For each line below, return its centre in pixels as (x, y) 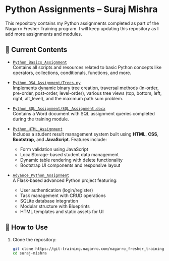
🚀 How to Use (26, 227)
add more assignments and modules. (44, 34)
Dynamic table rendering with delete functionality (71, 160)
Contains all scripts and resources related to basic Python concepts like (87, 67)
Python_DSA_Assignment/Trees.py (46, 83)
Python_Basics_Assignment (40, 62)
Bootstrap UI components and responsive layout (70, 165)
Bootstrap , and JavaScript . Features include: (60, 139)
